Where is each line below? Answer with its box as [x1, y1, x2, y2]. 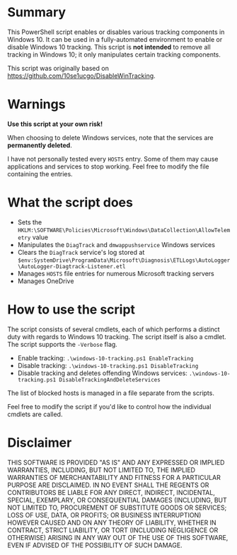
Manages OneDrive [17, 277, 74, 285]
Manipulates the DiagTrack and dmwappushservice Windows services [17, 240, 216, 248]
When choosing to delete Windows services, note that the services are [7, 133, 214, 142]
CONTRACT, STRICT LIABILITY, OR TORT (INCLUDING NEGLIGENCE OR [7, 525, 219, 534]
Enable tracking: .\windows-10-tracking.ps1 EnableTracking [17, 353, 194, 362]
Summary [7, 4, 66, 21]
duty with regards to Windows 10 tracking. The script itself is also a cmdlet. [7, 332, 226, 341]
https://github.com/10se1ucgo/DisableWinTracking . [7, 71, 156, 80]
